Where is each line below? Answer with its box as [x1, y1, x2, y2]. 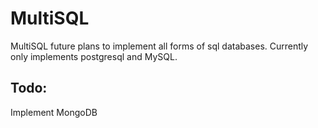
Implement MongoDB [10, 106, 98, 118]
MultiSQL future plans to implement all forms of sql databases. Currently [10, 40, 309, 52]
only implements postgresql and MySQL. [10, 50, 178, 62]
